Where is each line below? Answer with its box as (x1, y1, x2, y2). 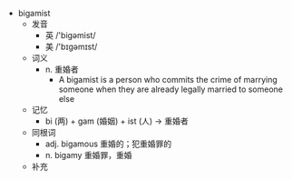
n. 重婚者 (44, 64, 79, 75)
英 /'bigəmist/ (44, 30, 96, 40)
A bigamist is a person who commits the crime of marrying (58, 75, 278, 85)
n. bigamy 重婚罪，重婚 (44, 150, 132, 160)
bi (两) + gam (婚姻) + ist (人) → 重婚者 (44, 115, 189, 126)
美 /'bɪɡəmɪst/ (44, 41, 98, 52)
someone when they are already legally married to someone (58, 84, 284, 95)
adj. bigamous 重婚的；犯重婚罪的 (44, 138, 172, 149)
